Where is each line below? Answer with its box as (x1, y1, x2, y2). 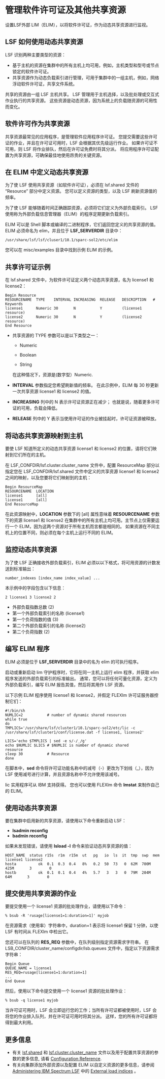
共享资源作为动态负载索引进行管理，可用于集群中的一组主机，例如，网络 (12, 75, 159, 81)
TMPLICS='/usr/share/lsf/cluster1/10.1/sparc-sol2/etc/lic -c (5, 725, 135, 730)
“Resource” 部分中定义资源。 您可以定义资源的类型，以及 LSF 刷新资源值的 (5, 188, 158, 194)
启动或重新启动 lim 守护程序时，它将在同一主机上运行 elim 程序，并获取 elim (5, 669, 159, 675)
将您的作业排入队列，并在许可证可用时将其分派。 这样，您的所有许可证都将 (5, 1013, 158, 1019)
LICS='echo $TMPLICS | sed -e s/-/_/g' (5, 738, 87, 743)
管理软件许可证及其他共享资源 (5, 4, 127, 16)
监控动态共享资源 (5, 545, 57, 554)
